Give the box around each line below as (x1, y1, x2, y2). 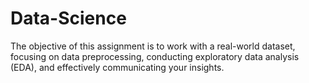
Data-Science (10, 7, 127, 30)
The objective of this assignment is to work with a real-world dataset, (10, 40, 296, 52)
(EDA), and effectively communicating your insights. (10, 61, 225, 73)
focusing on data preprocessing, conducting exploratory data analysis (10, 50, 300, 62)
